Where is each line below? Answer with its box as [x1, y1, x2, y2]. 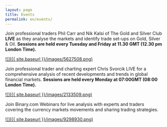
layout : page [5, 7, 33, 13]
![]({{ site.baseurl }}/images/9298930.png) [5, 116, 94, 122]
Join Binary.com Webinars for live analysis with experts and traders [5, 101, 144, 107]
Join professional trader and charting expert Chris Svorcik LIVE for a [5, 66, 146, 72]
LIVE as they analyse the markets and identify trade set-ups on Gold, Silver [5, 36, 160, 42]
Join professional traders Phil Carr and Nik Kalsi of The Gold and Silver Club [5, 31, 162, 37]
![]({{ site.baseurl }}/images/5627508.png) [5, 56, 93, 62]
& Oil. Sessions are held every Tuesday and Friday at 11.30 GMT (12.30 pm [5, 41, 162, 47]
